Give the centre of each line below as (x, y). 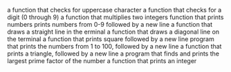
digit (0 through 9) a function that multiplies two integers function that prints (115, 17)
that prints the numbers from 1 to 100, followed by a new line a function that (114, 46)
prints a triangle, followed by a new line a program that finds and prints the (113, 53)
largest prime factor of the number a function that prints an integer (102, 61)
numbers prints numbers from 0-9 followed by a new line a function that (110, 24)
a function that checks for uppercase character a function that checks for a (114, 10)
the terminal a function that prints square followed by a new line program (111, 39)
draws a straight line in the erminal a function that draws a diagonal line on (113, 32)
